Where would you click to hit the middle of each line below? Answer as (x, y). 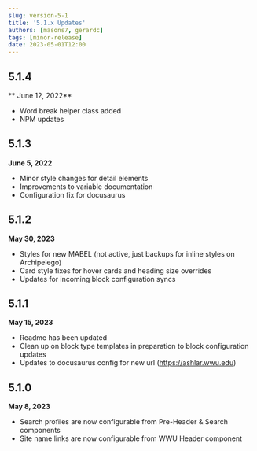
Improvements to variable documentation (86, 187)
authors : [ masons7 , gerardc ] (56, 30)
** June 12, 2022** (40, 95)
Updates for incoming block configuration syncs (97, 279)
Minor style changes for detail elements (84, 178)
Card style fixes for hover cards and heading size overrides (116, 270)
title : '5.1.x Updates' (47, 23)
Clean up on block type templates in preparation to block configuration (134, 346)
